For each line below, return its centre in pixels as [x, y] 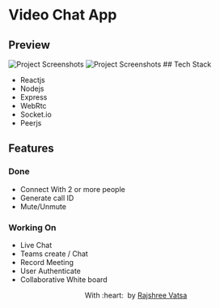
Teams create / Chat [54, 254]
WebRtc [33, 106]
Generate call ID [47, 198]
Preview [30, 45]
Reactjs [33, 80]
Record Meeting [47, 262]
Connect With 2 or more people [72, 189]
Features [31, 149]
